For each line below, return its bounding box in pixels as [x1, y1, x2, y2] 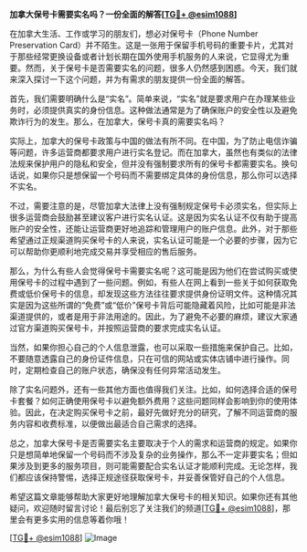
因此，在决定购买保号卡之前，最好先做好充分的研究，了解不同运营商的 [25, 407, 290, 418]
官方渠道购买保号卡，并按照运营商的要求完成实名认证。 [16, 323, 226, 333]
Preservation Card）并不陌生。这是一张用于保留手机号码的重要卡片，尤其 [9, 40, 286, 50]
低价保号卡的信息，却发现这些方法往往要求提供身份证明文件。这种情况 [25, 288, 290, 299]
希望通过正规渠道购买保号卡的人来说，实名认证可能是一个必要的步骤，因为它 [9, 234, 298, 245]
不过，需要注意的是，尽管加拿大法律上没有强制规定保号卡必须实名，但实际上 [9, 201, 298, 211]
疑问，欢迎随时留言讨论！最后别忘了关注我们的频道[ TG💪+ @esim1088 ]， [9, 503, 283, 514]
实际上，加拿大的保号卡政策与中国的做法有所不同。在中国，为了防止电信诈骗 [9, 136, 298, 146]
